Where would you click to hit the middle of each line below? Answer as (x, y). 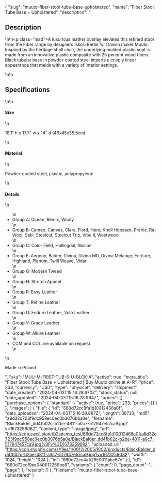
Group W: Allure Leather (36, 333)
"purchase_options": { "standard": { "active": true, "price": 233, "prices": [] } (81, 403)
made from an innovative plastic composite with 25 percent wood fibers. (77, 54)
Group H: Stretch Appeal (37, 282)
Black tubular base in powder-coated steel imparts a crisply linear (71, 60)
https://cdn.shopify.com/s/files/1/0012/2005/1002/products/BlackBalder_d (81, 449)
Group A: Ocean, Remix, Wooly (43, 220)
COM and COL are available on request (51, 344)
